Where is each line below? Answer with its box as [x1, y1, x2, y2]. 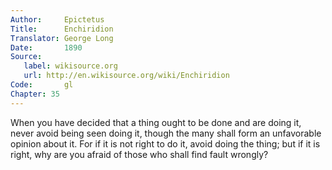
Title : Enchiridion [10, 24, 114, 34]
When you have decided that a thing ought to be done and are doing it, [10, 116, 302, 128]
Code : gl [10, 80, 74, 90]
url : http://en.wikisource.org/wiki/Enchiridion [23, 71, 230, 81]
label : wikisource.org [23, 61, 118, 71]
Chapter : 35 [10, 89, 60, 99]
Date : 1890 [10, 42, 83, 53]
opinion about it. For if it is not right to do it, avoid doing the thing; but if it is [10, 137, 321, 150]
